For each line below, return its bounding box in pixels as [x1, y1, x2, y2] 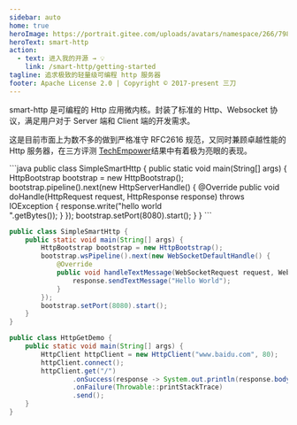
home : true [9, 21, 49, 30]
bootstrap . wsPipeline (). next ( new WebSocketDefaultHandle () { [41, 251, 271, 261]
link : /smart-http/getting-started [25, 63, 156, 72]
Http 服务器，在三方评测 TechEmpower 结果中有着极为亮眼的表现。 [9, 145, 252, 156]
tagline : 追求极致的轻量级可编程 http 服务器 [9, 71, 161, 80]
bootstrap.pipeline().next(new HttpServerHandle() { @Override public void [9, 182, 280, 192]
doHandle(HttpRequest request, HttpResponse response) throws [9, 191, 245, 202]
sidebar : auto [9, 12, 62, 22]
